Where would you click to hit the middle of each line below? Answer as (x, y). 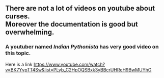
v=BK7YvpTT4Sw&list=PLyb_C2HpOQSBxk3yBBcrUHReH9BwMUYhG (78, 70)
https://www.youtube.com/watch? (69, 64)
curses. (18, 17)
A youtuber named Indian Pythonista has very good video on (82, 47)
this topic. (18, 53)
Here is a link (19, 64)
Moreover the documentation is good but (72, 24)
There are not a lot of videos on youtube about (80, 8)
